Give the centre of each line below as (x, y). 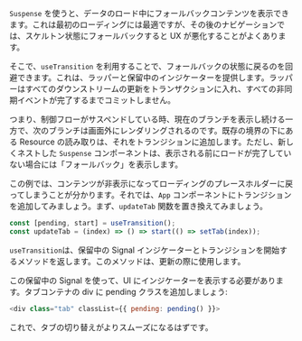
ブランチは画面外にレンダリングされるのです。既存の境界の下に (167, 130)
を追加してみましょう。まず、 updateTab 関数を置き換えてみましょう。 (139, 206)
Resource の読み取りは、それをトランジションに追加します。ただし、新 (153, 142)
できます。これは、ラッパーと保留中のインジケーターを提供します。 (143, 78)
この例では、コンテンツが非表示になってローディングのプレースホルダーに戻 (151, 184)
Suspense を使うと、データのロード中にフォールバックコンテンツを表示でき (149, 13)
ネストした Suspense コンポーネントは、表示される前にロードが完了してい (154, 153)
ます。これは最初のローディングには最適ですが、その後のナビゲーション (143, 24)
